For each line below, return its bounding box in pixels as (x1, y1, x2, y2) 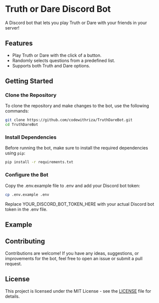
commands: (5, 108, 29, 114)
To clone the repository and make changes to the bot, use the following (5, 103, 149, 109)
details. (5, 293, 20, 299)
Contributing (5, 237, 45, 245)
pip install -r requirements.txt (5, 160, 74, 165)
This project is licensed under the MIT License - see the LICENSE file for (5, 288, 151, 294)
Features (5, 39, 33, 48)
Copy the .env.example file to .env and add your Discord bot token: (5, 182, 140, 188)
